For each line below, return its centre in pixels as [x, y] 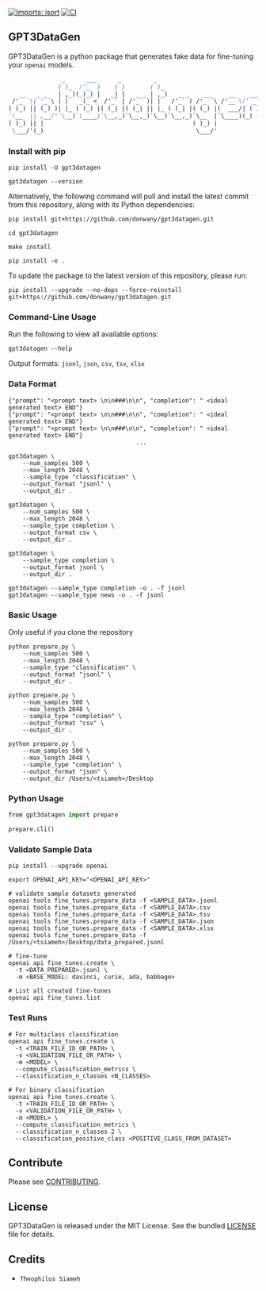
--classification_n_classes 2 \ [69, 1132]
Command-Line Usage [52, 317]
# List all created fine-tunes [60, 991]
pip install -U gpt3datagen [55, 168]
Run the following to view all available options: [84, 334]
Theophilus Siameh [50, 1279]
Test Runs [28, 1018]
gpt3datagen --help [40, 349]
